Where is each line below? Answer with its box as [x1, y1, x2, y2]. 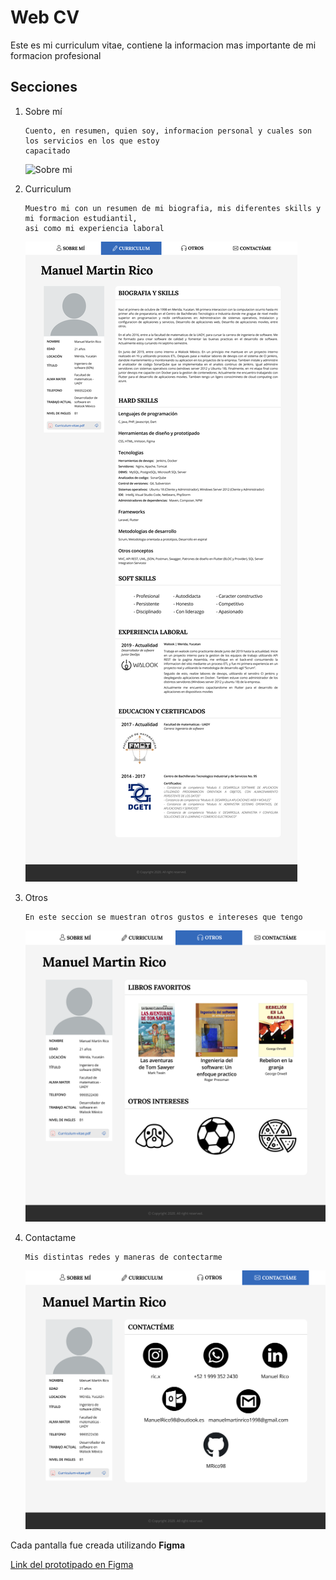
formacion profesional [10, 49, 102, 61]
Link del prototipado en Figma [10, 1558, 134, 1570]
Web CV [10, 6, 80, 29]
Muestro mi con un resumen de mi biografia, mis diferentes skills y [24, 203, 322, 213]
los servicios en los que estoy [24, 136, 160, 146]
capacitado [24, 146, 71, 156]
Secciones [10, 79, 78, 96]
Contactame [24, 1231, 77, 1243]
